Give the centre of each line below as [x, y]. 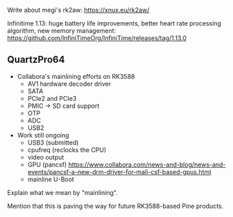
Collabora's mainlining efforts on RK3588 [76, 76]
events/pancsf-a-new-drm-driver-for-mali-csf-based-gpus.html [119, 171]
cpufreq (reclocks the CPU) [67, 150]
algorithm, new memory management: [62, 31]
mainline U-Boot [51, 179]
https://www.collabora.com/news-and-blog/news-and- [147, 164]
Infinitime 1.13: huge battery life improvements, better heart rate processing [114, 23]
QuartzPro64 [36, 60]
